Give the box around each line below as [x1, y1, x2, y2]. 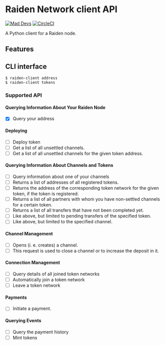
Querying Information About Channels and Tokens [5, 162, 114, 168]
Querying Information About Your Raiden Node [5, 104, 106, 110]
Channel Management [5, 230, 53, 236]
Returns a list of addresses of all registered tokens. [12, 179, 119, 185]
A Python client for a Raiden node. [5, 30, 77, 36]
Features [5, 45, 34, 54]
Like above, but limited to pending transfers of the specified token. [12, 213, 152, 219]
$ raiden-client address [5, 76, 58, 81]
